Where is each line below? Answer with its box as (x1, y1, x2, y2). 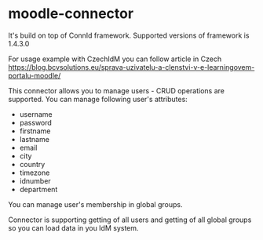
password (19, 118, 53, 127)
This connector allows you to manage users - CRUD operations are (8, 85, 225, 95)
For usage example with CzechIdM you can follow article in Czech (8, 54, 222, 64)
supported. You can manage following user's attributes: (8, 94, 188, 104)
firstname (19, 126, 51, 136)
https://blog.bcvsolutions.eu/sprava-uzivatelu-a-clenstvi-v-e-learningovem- (8, 62, 255, 71)
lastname (19, 134, 49, 144)
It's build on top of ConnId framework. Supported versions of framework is (8, 31, 250, 40)
